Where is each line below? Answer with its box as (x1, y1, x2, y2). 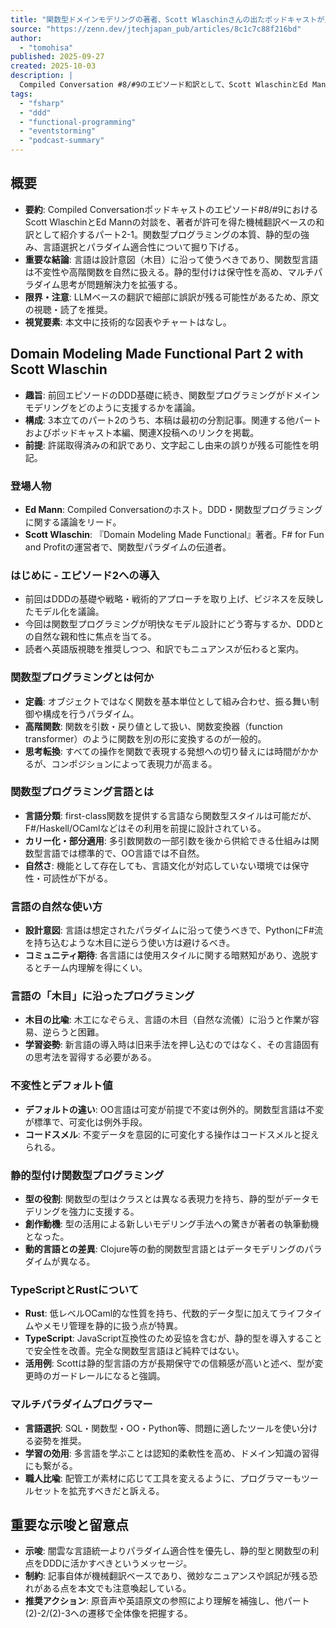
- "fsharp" (19, 98, 65, 108)
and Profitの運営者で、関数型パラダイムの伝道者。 (24, 541, 232, 553)
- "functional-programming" (19, 117, 137, 127)
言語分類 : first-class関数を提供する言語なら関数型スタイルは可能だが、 (24, 809, 317, 821)
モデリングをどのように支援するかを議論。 (24, 401, 201, 413)
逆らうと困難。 (42, 1026, 105, 1038)
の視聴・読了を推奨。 (24, 303, 113, 315)
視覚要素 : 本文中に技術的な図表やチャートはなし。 (24, 316, 232, 328)
